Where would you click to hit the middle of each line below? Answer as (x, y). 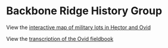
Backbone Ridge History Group (84, 11)
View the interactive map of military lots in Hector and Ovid (78, 27)
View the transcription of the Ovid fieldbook (60, 39)
